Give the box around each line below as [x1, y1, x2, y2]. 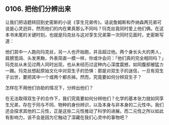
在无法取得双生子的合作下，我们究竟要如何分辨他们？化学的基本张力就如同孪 [5, 95, 164, 101]
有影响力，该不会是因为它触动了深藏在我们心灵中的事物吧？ [5, 114, 129, 120]
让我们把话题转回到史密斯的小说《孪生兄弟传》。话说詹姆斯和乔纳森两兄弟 [5, 19, 157, 25]
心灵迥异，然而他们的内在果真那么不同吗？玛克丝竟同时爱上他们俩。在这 [14, 25, 164, 31]
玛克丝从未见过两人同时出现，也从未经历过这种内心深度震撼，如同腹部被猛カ [5, 61, 164, 67]
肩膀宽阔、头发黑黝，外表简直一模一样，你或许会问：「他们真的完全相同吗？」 [5, 55, 164, 61]
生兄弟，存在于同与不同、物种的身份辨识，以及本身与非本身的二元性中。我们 [5, 101, 164, 107]
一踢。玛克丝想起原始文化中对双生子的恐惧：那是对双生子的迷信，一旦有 [5, 68, 155, 74]
